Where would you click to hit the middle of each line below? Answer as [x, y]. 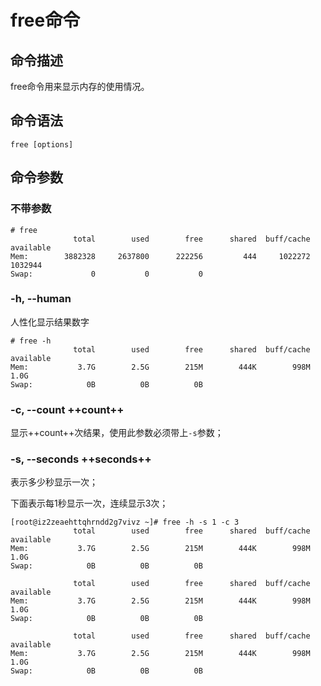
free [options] [42, 144]
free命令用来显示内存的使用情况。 [80, 86]
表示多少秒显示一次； [54, 482]
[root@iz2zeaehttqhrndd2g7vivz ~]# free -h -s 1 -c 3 [125, 522]
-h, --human [41, 299]
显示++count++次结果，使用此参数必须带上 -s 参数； [117, 433]
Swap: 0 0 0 [106, 274]
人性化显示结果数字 [50, 322]
